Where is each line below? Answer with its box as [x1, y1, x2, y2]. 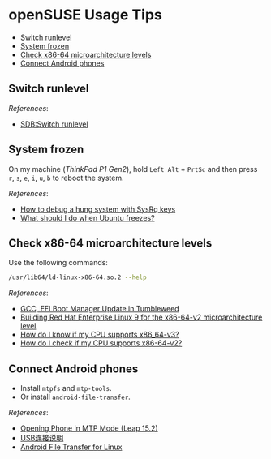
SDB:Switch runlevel [19, 119, 88, 129]
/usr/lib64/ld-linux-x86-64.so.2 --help [8, 273, 148, 281]
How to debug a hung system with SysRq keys [19, 204, 176, 214]
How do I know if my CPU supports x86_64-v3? [19, 330, 180, 340]
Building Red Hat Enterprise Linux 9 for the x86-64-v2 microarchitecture [19, 312, 263, 322]
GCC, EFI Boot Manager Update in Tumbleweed [19, 304, 180, 314]
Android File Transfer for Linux [19, 442, 123, 452]
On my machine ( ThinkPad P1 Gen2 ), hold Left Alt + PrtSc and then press [8, 164, 258, 174]
